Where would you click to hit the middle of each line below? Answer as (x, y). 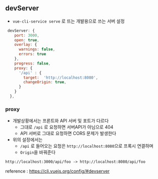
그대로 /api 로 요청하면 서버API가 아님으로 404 (67, 127)
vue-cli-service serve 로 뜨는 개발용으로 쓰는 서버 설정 (69, 21)
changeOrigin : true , (45, 82)
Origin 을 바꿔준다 (38, 152)
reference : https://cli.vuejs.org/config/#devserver (58, 171)
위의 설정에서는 (28, 140)
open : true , (27, 40)
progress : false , (33, 63)
